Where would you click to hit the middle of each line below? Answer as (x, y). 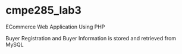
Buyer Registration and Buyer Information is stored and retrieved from (91, 38)
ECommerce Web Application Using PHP (55, 27)
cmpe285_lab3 (43, 10)
